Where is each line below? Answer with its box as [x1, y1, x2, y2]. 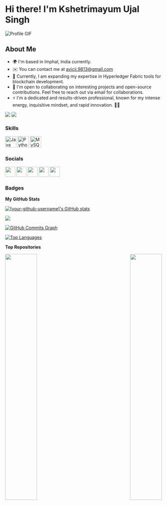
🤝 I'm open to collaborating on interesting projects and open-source [12, 84, 152, 90]
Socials [5, 155, 23, 162]
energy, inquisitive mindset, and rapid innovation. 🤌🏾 [12, 102, 120, 108]
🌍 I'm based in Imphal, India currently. [12, 58, 91, 64]
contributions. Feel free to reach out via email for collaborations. [12, 89, 144, 95]
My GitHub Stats [5, 196, 40, 202]
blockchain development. [12, 78, 65, 84]
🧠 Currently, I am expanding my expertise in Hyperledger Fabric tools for [12, 73, 162, 79]
